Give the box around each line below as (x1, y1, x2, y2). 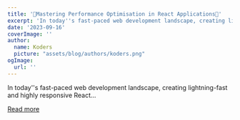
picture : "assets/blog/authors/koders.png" (14, 51, 145, 58)
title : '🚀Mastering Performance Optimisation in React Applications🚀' (7, 10, 222, 18)
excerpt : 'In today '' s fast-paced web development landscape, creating (7, 17, 225, 24)
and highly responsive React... (7, 91, 96, 99)
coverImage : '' (7, 30, 53, 38)
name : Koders (14, 44, 53, 51)
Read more (7, 104, 40, 113)
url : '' (14, 64, 37, 71)
